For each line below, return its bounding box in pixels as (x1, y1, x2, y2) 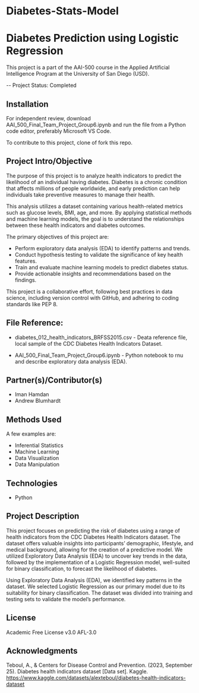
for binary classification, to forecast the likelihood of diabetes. (6, 565, 158, 572)
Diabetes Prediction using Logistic (6, 32, 179, 45)
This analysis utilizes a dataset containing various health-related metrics (6, 203, 183, 210)
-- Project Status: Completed (6, 82, 77, 89)
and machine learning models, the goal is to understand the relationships (6, 215, 185, 222)
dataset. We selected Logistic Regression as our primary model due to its (6, 583, 185, 590)
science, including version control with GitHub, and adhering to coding (6, 294, 179, 302)
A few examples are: (6, 430, 56, 437)
